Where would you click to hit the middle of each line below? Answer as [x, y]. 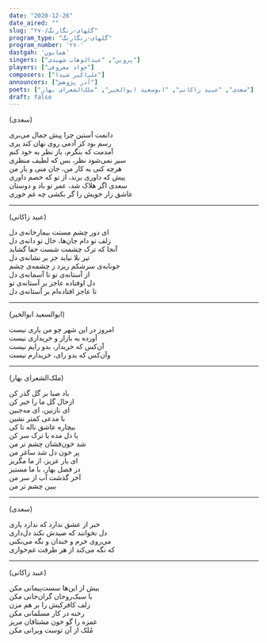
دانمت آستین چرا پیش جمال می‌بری [61, 135]
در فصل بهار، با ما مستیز [45, 469]
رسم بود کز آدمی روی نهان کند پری [60, 143]
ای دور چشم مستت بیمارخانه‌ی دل [59, 232]
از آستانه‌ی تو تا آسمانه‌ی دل [50, 274]
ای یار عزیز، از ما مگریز [44, 461]
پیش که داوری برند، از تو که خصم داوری [67, 177]
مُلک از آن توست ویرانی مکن [51, 630]
